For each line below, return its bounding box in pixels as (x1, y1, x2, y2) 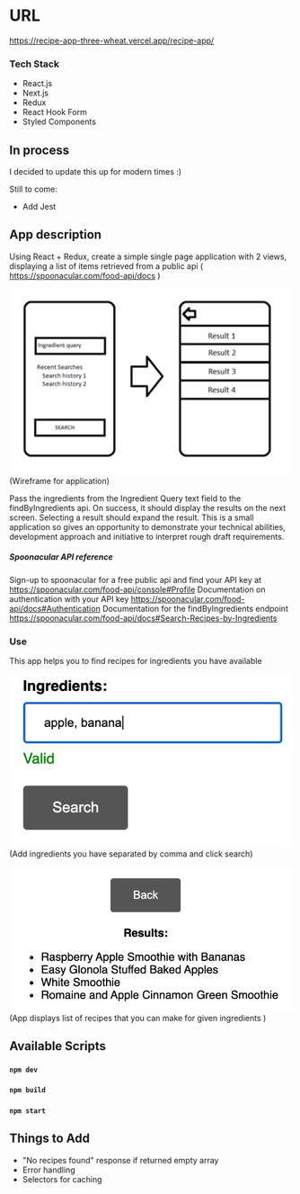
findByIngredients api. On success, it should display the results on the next (9, 502, 287, 513)
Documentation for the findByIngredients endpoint (101, 603, 289, 614)
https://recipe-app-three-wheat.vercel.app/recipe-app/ (9, 35, 215, 46)
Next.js (22, 87, 49, 99)
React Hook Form (22, 107, 87, 118)
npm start (9, 1106, 47, 1116)
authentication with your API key (9, 593, 129, 604)
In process (9, 142, 70, 157)
